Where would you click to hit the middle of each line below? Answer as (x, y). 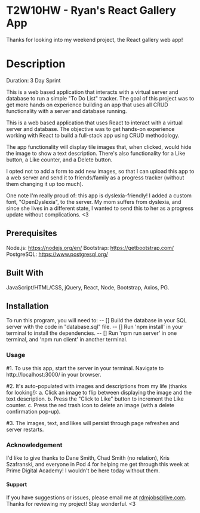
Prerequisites (32, 233)
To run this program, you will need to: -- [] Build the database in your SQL (96, 320)
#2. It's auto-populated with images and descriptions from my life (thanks (96, 386)
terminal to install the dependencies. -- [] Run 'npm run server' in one (92, 333)
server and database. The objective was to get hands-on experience (90, 129)
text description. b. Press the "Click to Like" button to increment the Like (95, 399)
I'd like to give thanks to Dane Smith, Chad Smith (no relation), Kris (88, 457)
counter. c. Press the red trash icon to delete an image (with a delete (90, 405)
